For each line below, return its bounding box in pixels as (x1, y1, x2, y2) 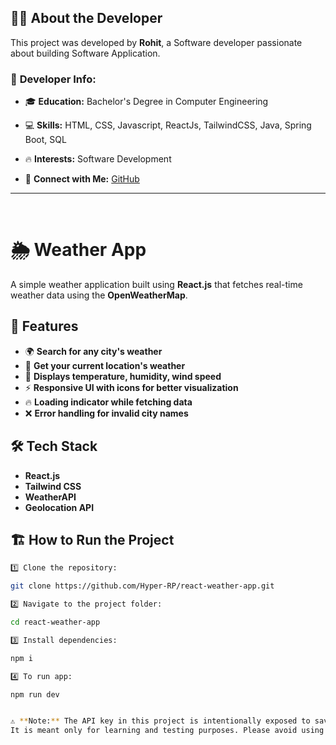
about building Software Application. (10, 47, 161, 59)
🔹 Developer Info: (10, 72, 97, 86)
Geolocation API (24, 501, 95, 513)
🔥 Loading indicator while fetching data (24, 396, 193, 408)
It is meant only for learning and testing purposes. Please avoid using (10, 726, 325, 736)
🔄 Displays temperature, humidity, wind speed (24, 370, 222, 382)
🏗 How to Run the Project (10, 532, 175, 549)
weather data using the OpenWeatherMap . (10, 289, 188, 301)
